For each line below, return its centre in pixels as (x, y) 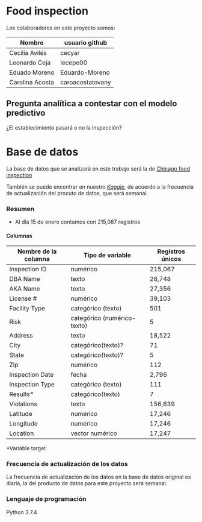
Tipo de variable (107, 256)
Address (21, 336)
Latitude (21, 414)
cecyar (70, 52)
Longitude (23, 424)
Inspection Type (32, 385)
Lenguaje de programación (46, 499)
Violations (23, 404)
